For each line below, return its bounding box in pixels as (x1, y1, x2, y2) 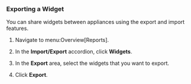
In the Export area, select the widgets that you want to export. (14, 59, 170, 67)
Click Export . (14, 71, 48, 79)
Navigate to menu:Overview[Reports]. (14, 37, 110, 44)
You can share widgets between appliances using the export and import (6, 19, 185, 26)
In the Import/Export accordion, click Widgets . (14, 48, 133, 55)
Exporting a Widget (6, 5, 64, 13)
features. (6, 25, 29, 32)
